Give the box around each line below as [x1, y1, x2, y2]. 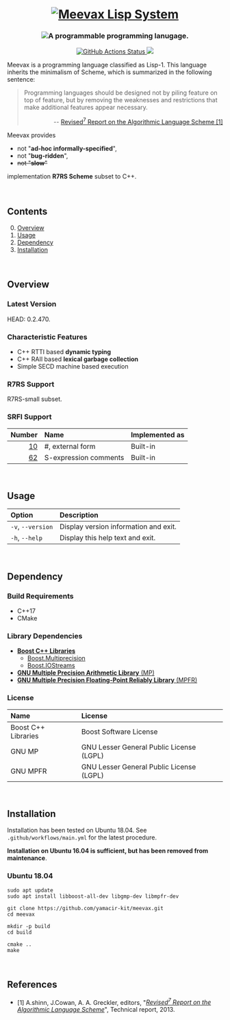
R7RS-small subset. [7, 395, 63, 404]
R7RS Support [7, 379, 55, 389]
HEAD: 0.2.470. [7, 315, 51, 323]
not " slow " [16, 159, 48, 167]
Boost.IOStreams [27, 662, 75, 670]
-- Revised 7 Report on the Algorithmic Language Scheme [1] [53, 117, 223, 126]
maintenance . [7, 854, 47, 862]
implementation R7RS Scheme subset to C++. [7, 172, 137, 181]
